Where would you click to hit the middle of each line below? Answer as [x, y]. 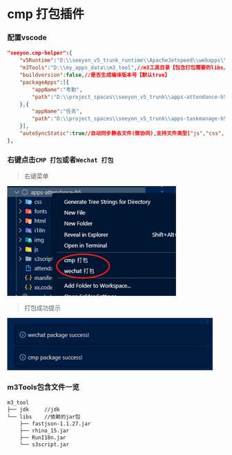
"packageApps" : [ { [45, 82]
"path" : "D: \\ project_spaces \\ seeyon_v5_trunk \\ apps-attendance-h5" [131, 97]
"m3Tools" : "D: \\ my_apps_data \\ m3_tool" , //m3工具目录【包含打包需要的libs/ [123, 68]
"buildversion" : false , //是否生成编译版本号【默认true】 [95, 75]
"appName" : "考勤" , [57, 90]
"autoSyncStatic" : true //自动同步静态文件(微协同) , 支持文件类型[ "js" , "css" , [122, 133]
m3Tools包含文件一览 [43, 387]
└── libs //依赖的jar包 [44, 417]
